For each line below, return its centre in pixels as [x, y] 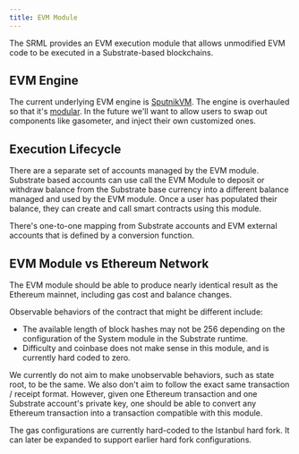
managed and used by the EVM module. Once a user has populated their [143, 199]
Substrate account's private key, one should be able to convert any [133, 404]
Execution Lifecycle [65, 149]
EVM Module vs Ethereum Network [109, 263]
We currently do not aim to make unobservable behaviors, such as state [142, 375]
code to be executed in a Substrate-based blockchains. [111, 52]
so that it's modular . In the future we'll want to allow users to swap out [138, 112]
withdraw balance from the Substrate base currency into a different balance [149, 189]
